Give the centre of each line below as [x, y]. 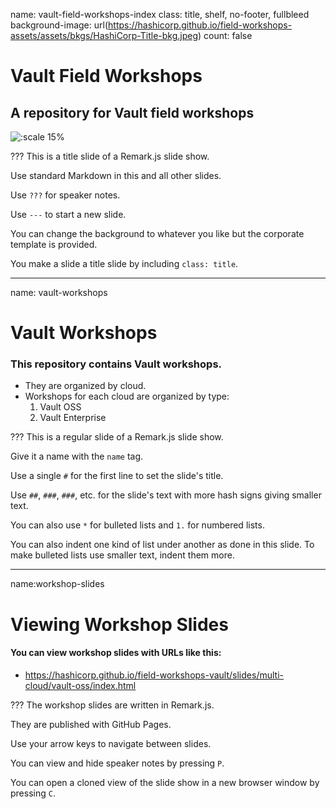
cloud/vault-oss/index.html [80, 685]
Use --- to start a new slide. [68, 214]
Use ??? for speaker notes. [65, 195]
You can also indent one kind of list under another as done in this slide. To [162, 545]
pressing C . [33, 793]
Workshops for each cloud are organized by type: [127, 396]
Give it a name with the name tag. [77, 456]
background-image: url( [59, 25]
